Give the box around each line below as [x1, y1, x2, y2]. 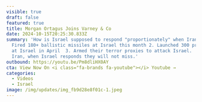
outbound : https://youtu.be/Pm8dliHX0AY [6, 59, 109, 65]
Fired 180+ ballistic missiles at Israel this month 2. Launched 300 [11, 43, 189, 49]
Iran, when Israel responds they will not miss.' [11, 53, 138, 59]
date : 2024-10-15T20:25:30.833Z [6, 31, 87, 37]
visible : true [6, 8, 42, 15]
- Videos [11, 76, 34, 82]
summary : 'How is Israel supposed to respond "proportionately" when [6, 37, 185, 43]
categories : [6, 70, 36, 76]
